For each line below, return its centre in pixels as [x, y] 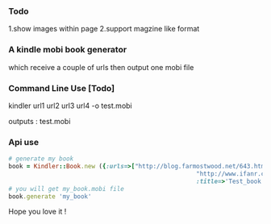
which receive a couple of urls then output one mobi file [101, 67]
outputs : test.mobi [40, 121]
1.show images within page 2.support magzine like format [104, 29]
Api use [23, 142]
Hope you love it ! [38, 212]
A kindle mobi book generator [68, 50]
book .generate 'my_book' [50, 196]
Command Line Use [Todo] [62, 88]
